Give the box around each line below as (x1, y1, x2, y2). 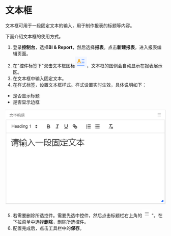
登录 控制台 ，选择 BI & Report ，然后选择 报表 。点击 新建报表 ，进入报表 (12, 44, 157, 50)
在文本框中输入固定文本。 (12, 75, 67, 82)
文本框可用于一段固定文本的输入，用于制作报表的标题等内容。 (5, 22, 135, 29)
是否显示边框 (12, 99, 40, 105)
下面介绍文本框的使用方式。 (5, 33, 64, 39)
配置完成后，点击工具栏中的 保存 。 (12, 225, 84, 231)
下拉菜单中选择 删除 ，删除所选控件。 (12, 219, 89, 225)
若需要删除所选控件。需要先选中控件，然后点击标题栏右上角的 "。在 (12, 213, 163, 219)
